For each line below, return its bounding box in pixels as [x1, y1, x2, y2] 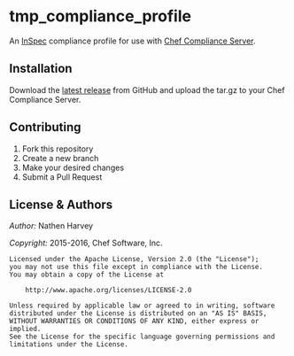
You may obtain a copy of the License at [9, 270, 165, 280]
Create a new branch [21, 152, 99, 163]
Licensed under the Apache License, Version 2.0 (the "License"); [9, 255, 259, 264]
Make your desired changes [21, 162, 125, 173]
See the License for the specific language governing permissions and [9, 332, 275, 342]
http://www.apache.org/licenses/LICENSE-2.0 [25, 286, 192, 295]
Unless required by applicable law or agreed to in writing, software [9, 301, 275, 311]
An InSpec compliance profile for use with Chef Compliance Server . [9, 35, 256, 46]
